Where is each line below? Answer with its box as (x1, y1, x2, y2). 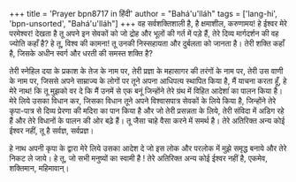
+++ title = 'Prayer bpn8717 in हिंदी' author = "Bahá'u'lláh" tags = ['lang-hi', (9, 9, 278, 19)
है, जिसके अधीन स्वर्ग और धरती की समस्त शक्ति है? (9, 49, 153, 58)
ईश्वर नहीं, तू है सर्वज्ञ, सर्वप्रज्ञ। (9, 125, 95, 136)
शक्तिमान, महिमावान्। (9, 163, 70, 173)
